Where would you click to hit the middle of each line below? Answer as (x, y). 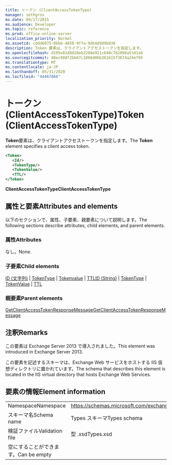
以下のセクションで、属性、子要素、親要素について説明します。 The (76, 219)
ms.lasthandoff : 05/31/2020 (35, 72)
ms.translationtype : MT (31, 62)
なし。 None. (18, 252)
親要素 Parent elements (34, 298)
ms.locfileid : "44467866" (33, 77)
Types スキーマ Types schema (107, 418)
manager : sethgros (25, 15)
